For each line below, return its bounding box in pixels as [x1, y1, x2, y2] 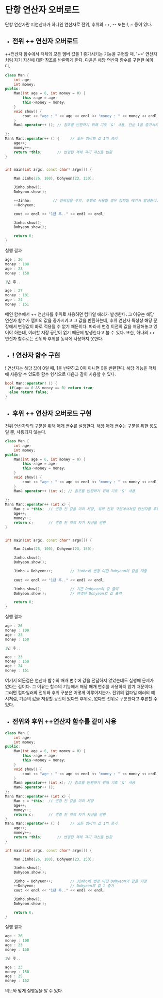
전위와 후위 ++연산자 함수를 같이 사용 [12, 717, 116, 726]
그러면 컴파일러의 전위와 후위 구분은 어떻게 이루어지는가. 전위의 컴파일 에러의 [5, 690, 150, 695]
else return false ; [9, 390, 49, 395]
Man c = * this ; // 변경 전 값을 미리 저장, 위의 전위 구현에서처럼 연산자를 [14, 507, 151, 511]
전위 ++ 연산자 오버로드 [12, 37, 79, 45]
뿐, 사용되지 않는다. [10, 429, 47, 435]
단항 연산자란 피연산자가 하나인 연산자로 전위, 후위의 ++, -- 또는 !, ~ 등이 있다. [5, 21, 153, 27]
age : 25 [5, 974, 23, 979]
